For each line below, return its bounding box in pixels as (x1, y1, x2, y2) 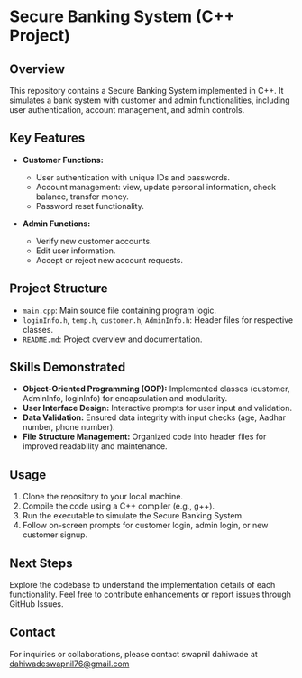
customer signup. (22, 529, 88, 540)
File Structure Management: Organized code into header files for (22, 431, 267, 443)
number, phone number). (22, 422, 115, 433)
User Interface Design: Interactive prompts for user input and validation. (22, 403, 293, 414)
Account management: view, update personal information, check (35, 181, 277, 192)
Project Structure (9, 281, 108, 297)
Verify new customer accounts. (35, 235, 152, 246)
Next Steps (9, 555, 73, 571)
